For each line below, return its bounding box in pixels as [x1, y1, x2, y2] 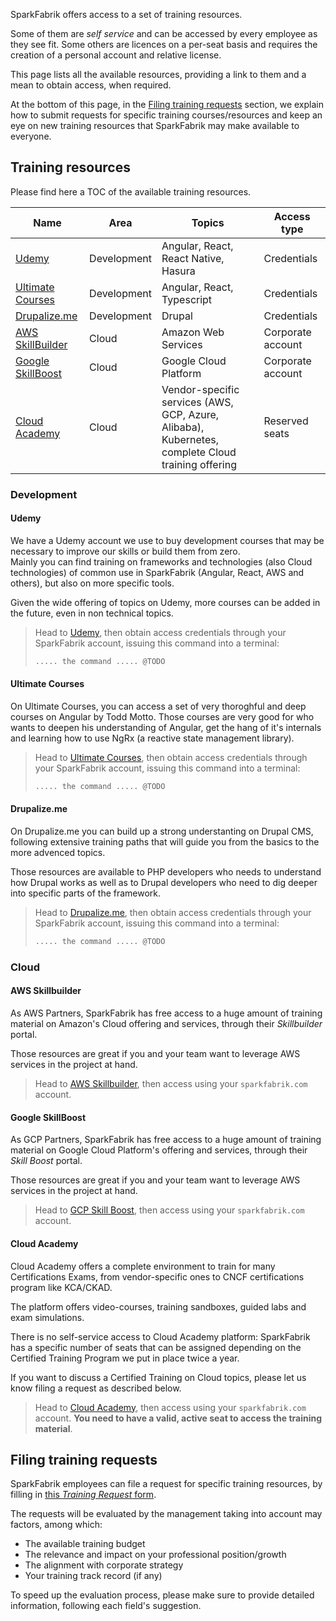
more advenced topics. [10, 847, 106, 859]
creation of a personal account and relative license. [10, 49, 222, 61]
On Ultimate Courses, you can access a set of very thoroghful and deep [10, 700, 307, 713]
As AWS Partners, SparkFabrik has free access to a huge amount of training [10, 1007, 323, 1019]
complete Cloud [161, 445, 237, 459]
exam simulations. [10, 1311, 85, 1323]
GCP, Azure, [161, 407, 220, 421]
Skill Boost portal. [10, 1155, 83, 1167]
